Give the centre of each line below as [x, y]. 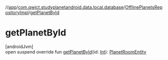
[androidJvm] [19, 46]
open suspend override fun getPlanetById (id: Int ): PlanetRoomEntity [76, 51]
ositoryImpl [17, 12]
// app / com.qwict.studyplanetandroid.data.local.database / [65, 7]
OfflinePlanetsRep [144, 7]
